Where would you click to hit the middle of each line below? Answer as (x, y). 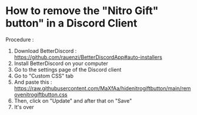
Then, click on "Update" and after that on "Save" (73, 100)
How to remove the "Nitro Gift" (82, 11)
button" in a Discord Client (71, 23)
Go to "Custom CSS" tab (44, 76)
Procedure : (20, 39)
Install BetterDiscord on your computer (61, 63)
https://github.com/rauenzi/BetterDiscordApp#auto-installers (88, 57)
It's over (24, 107)
